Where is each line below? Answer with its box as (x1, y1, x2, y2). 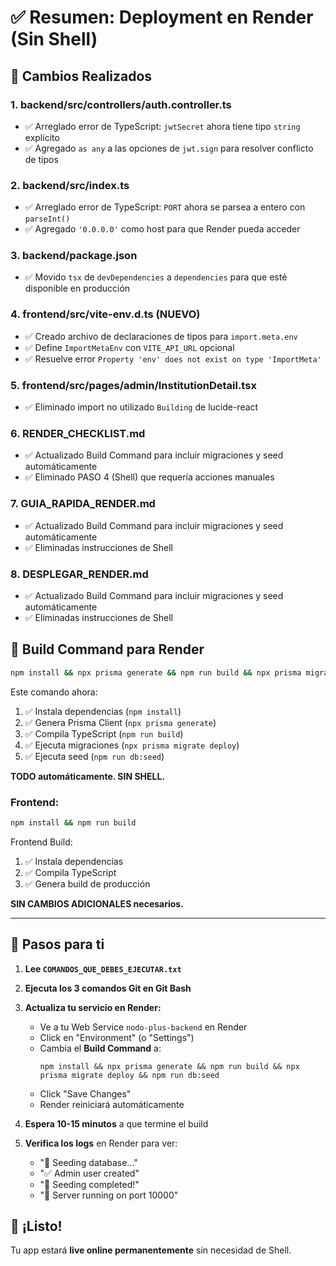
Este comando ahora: (10, 686, 98, 698)
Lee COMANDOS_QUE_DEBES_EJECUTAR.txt (24, 962, 182, 975)
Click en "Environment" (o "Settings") (39, 1031, 195, 1043)
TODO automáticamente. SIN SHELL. (10, 770, 166, 782)
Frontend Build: (10, 836, 73, 848)
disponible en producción (24, 282, 131, 295)
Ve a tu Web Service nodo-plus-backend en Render (39, 1021, 248, 1033)
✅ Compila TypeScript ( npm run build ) (24, 727, 184, 740)
